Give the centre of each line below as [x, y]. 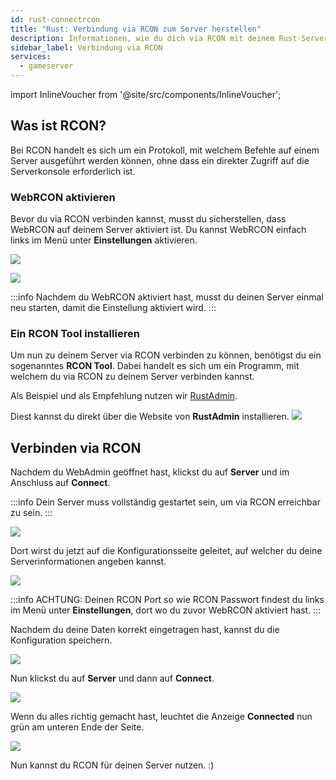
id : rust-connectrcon [55, 19]
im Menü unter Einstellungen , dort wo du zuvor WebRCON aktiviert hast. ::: [166, 610]
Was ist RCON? [58, 126]
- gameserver [46, 66]
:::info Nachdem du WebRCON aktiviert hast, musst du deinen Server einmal [167, 297]
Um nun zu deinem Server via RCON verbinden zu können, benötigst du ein [166, 355]
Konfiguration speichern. [61, 640]
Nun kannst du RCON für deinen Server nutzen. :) [112, 765]
